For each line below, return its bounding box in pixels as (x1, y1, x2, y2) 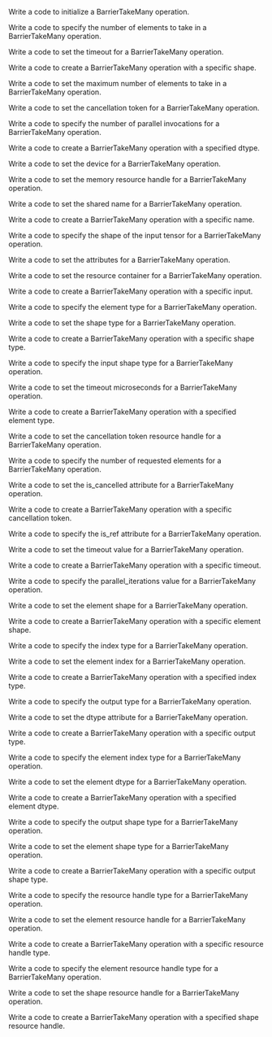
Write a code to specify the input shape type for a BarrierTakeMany (8, 358, 234, 368)
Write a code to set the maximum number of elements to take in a (8, 79, 227, 88)
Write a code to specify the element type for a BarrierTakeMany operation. (8, 303, 257, 312)
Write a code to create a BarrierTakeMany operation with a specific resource (8, 939, 264, 948)
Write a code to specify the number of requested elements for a (8, 455, 222, 465)
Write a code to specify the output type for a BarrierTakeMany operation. (8, 697, 252, 706)
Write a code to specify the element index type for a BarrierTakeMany (8, 752, 241, 762)
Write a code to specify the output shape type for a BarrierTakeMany (8, 817, 238, 826)
